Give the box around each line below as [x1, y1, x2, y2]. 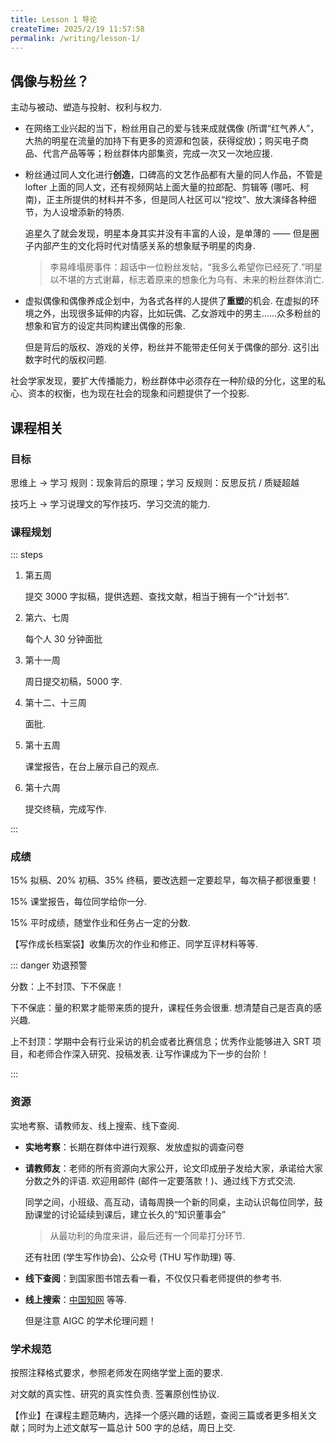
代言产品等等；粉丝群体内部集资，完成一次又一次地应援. [42, 147, 273, 160]
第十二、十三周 [24, 697, 87, 709]
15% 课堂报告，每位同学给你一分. [10, 896, 147, 908]
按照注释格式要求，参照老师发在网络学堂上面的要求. [10, 1367, 224, 1379]
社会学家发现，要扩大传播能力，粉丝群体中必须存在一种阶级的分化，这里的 [10, 375, 317, 387]
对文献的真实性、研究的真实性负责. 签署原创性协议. [10, 1388, 220, 1400]
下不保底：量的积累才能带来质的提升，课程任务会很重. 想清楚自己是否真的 [10, 1002, 313, 1014]
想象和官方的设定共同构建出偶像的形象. [24, 320, 186, 332]
